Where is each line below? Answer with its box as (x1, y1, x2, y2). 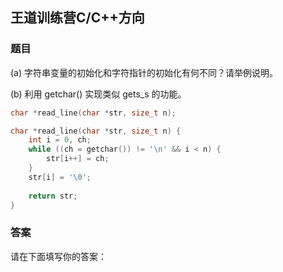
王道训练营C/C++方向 (10, 9, 145, 27)
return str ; (28, 191, 78, 201)
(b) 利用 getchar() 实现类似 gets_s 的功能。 (10, 88, 187, 100)
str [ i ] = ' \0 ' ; (28, 172, 92, 182)
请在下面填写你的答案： (10, 250, 107, 262)
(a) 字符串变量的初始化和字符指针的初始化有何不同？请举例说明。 (10, 66, 279, 78)
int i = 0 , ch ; (28, 135, 92, 145)
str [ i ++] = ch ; (46, 154, 110, 164)
